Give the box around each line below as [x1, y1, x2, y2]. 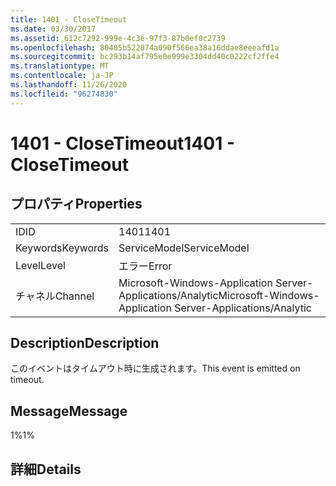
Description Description [10, 335, 160, 352]
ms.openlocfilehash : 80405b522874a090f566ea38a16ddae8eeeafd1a [10, 42, 280, 53]
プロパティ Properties [10, 196, 143, 213]
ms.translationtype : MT [10, 61, 110, 71]
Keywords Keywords [15, 241, 110, 255]
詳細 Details [10, 461, 82, 478]
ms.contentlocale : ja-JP [10, 71, 114, 81]
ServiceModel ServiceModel [118, 241, 250, 255]
